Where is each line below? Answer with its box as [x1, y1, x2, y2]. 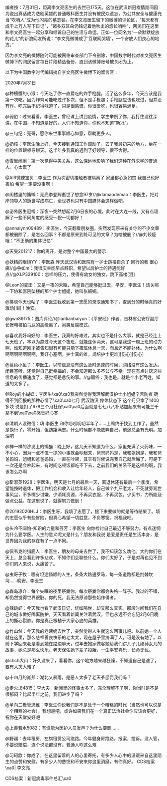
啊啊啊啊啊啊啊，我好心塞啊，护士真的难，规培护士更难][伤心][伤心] [5, 351, 144, 357]
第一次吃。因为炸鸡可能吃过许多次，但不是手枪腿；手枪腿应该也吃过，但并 [5, 97, 158, 102]
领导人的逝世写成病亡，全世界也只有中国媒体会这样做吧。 [9, 198, 127, 204]
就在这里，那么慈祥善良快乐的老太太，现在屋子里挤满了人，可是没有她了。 [5, 634, 158, 640]
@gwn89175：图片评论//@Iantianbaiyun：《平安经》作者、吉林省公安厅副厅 [5, 316, 159, 321]
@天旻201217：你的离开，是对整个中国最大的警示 [5, 249, 106, 254]
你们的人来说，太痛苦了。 [5, 561, 58, 566]
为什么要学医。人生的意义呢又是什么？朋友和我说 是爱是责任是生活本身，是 [5, 531, 159, 537]
